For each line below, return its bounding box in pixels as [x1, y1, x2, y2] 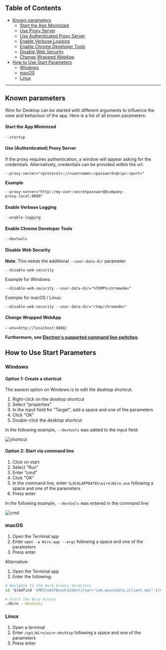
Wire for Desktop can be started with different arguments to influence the [5, 107, 155, 113]
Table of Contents [5, 4, 62, 12]
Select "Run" [12, 464, 39, 470]
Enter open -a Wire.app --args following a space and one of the [12, 539, 143, 544]
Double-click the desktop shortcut [12, 417, 83, 423]
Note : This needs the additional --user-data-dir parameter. [5, 258, 127, 264]
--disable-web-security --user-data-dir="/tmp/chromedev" [5, 304, 127, 309]
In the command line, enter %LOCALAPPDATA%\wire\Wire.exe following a [12, 480, 154, 486]
